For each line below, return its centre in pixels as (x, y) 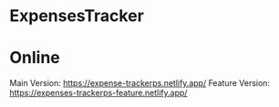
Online (35, 58)
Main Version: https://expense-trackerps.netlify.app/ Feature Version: (140, 83)
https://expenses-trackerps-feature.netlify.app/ (98, 93)
